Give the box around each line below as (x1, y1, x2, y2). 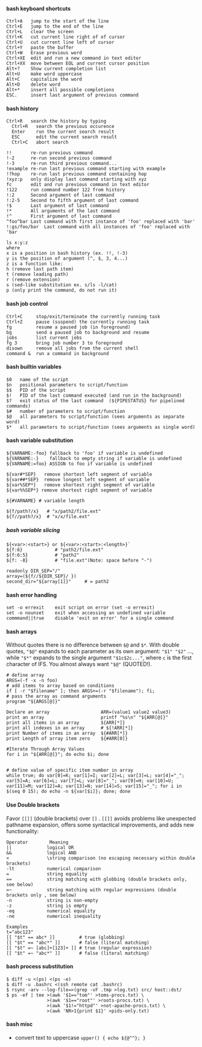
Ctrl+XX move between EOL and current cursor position (6, 60, 150, 66)
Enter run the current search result (11, 129, 115, 135)
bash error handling (6, 591, 57, 598)
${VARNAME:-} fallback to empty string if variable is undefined (6, 456, 182, 462)
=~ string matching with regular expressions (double (6, 886, 177, 893)
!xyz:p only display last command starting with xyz (6, 176, 147, 182)
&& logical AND (6, 850, 77, 856)
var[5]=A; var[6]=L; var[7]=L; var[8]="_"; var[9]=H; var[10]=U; (6, 778, 174, 784)
